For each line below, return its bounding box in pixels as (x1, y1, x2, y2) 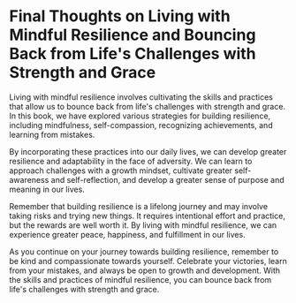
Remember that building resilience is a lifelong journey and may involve (9, 201, 268, 211)
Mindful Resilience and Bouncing (9, 25, 256, 45)
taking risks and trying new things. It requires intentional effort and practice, (9, 210, 285, 221)
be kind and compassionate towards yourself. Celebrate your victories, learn (9, 255, 287, 266)
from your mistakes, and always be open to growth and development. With (9, 265, 281, 276)
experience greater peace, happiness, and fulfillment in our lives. (9, 229, 246, 239)
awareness (9, 174, 49, 185)
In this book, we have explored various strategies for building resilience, (9, 110, 271, 121)
